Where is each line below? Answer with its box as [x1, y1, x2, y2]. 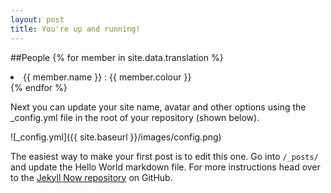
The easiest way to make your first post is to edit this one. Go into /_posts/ [10, 150, 319, 162]
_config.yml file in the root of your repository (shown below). [10, 111, 260, 123]
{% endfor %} [10, 81, 68, 93]
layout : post [10, 14, 65, 25]
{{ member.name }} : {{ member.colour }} [23, 71, 192, 83]
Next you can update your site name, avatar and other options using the [10, 101, 307, 113]
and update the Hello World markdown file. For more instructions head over [10, 161, 321, 173]
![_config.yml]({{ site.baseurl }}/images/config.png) [10, 131, 222, 143]
